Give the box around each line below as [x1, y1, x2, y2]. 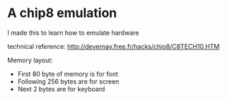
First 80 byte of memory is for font [17, 70, 118, 78]
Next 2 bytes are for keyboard [17, 84, 105, 93]
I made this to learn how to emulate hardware [7, 28, 139, 37]
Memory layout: [7, 55, 53, 65]
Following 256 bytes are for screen [17, 77, 120, 86]
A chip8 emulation [7, 5, 117, 21]
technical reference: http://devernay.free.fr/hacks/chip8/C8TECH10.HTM [7, 42, 220, 50]
